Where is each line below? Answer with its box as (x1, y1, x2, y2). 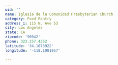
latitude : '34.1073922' (5, 43, 54, 48)
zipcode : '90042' (5, 35, 41, 40)
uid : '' (5, 7, 21, 12)
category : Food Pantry (5, 16, 52, 21)
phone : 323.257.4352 (5, 39, 48, 44)
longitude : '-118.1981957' (5, 48, 60, 53)
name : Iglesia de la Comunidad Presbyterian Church (5, 12, 113, 17)
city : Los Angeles (5, 25, 43, 30)
